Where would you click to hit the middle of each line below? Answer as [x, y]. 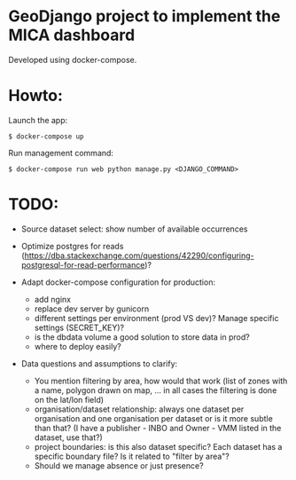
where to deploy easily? [78, 346]
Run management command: [61, 153]
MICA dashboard [72, 35]
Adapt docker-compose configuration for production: [118, 282]
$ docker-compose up [47, 136]
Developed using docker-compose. [73, 59]
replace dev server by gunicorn [92, 309]
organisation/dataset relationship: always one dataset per [139, 409]
